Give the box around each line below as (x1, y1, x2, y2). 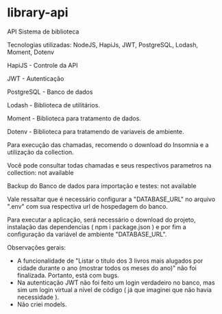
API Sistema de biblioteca (7, 27, 79, 36)
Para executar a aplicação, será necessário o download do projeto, (7, 215, 196, 224)
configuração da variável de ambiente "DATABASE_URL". (7, 230, 167, 238)
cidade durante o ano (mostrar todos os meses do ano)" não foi (16, 263, 197, 272)
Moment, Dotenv (7, 48, 55, 56)
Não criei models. (16, 300, 67, 309)
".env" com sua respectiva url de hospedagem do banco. (7, 202, 169, 210)
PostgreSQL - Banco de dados (7, 88, 93, 96)
